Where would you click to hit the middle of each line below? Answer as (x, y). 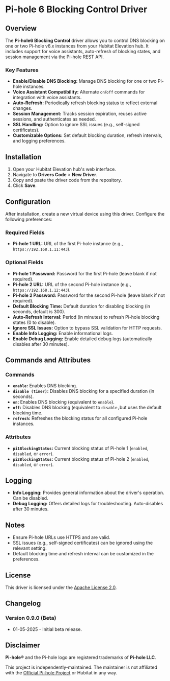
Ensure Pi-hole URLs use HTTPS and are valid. (61, 537)
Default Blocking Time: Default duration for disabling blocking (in (81, 306)
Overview (21, 28)
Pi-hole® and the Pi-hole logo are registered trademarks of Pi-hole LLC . (81, 657)
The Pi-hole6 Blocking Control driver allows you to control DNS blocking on (85, 40)
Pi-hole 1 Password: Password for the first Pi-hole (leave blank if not (84, 273)
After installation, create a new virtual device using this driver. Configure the (85, 214)
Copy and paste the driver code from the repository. (67, 180)
